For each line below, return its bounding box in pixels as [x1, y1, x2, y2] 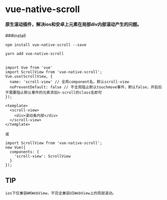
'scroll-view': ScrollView [14, 154, 71, 159]
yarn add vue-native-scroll [5, 52, 64, 57]
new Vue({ [5, 145, 26, 150]
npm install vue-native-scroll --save [5, 42, 87, 47]
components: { [10, 149, 39, 155]
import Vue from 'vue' [5, 65, 53, 70]
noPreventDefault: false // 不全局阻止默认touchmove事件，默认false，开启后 [10, 84, 162, 89]
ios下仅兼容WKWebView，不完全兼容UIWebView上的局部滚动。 [5, 190, 117, 195]
